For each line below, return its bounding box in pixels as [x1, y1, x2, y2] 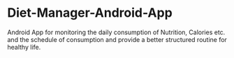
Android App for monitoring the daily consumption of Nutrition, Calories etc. [7, 28, 226, 36]
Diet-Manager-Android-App [7, 5, 173, 21]
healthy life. [7, 43, 41, 51]
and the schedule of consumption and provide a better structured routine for [7, 35, 227, 43]
